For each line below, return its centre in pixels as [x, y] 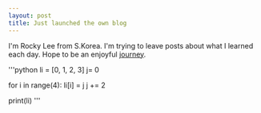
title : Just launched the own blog [68, 23]
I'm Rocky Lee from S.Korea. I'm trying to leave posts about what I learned [131, 45]
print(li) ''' [24, 100]
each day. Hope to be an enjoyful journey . [77, 54]
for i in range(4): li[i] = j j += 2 [57, 85]
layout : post [30, 16]
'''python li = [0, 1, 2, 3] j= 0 [54, 69]
